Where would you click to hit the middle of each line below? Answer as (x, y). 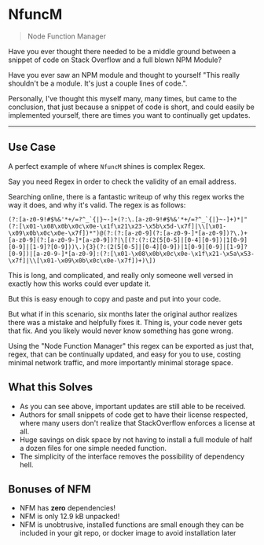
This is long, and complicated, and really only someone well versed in (121, 275)
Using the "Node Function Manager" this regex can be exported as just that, (131, 346)
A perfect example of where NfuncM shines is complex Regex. (107, 166)
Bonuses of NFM (50, 489)
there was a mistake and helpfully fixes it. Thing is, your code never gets (125, 322)
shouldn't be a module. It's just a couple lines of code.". (98, 83)
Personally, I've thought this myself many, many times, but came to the (123, 98)
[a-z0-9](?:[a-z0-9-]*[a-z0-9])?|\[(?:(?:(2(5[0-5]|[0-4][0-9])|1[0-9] (128, 240)
